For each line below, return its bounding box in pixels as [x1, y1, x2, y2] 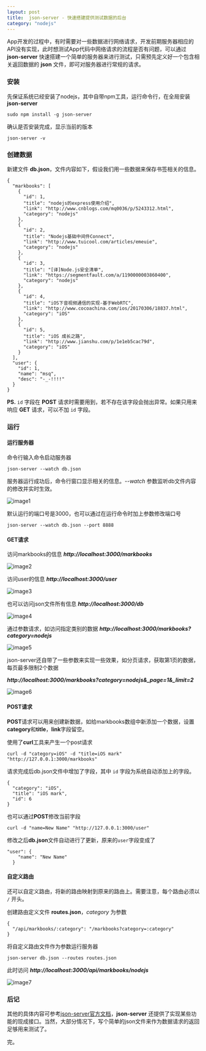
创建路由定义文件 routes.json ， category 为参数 [7, 908, 127, 915]
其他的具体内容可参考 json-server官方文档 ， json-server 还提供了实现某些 [7, 1010, 191, 1017]
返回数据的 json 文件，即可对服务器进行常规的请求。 [12, 61, 144, 68]
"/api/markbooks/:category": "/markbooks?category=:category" [12, 926, 174, 932]
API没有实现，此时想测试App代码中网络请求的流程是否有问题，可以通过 [7, 45, 187, 53]
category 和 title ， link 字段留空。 [7, 726, 88, 733]
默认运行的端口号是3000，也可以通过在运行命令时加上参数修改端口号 [7, 510, 182, 518]
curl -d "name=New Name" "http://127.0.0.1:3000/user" [7, 825, 150, 831]
